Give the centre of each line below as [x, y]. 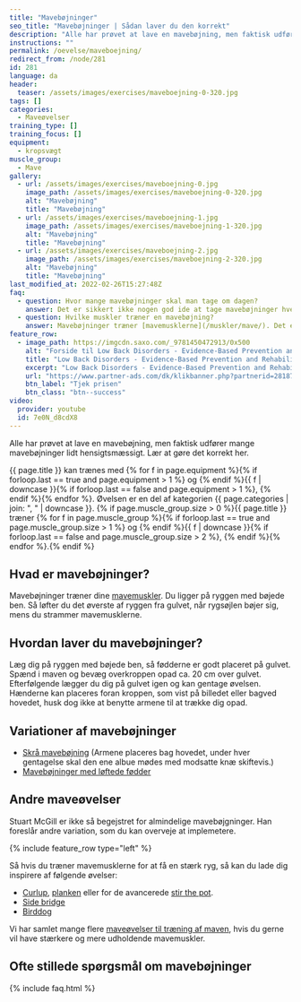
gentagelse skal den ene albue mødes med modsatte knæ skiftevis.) [148, 762]
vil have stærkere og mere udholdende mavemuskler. [107, 938]
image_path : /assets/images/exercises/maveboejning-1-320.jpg [144, 226]
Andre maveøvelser [65, 800]
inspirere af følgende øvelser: [64, 875]
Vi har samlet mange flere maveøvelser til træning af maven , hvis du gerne [147, 929]
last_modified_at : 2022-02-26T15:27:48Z [86, 284]
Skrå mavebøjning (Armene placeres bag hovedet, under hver [136, 753]
